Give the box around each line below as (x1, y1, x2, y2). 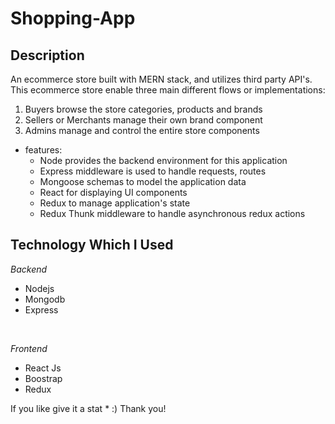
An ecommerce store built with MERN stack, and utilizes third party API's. (10, 73, 313, 85)
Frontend (10, 342, 48, 354)
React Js (24, 362, 62, 374)
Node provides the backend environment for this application (39, 155, 288, 166)
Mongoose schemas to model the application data (39, 176, 247, 187)
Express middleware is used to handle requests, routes (39, 165, 267, 177)
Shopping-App (10, 7, 136, 30)
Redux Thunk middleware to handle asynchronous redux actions (39, 208, 306, 219)
